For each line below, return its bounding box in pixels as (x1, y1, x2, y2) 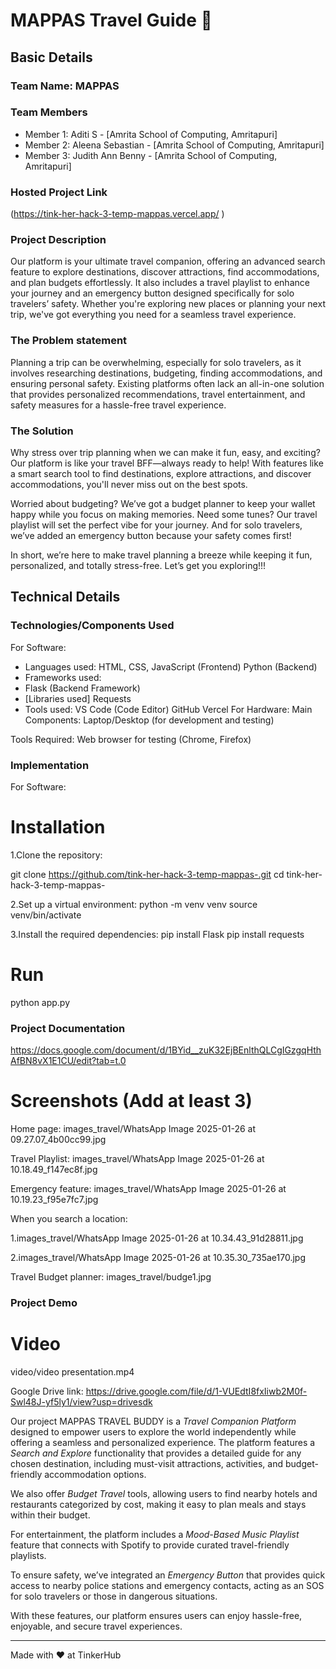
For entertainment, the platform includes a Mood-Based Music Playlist (10, 1528, 300, 1540)
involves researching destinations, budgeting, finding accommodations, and (10, 367, 323, 379)
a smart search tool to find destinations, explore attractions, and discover (10, 467, 312, 479)
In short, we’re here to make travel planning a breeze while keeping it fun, (10, 549, 313, 561)
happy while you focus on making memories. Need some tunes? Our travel (10, 508, 318, 520)
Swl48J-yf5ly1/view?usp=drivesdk (10, 1395, 153, 1408)
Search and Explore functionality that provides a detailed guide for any (10, 1447, 302, 1459)
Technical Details (10, 589, 121, 606)
